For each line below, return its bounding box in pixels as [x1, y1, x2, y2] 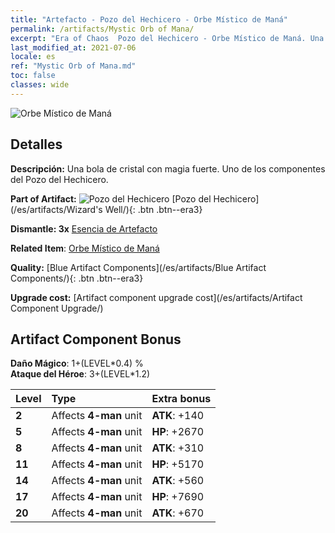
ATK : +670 [151, 506, 205, 520]
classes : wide [10, 80, 70, 90]
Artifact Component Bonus [10, 331, 182, 348]
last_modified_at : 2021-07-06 [10, 42, 137, 53]
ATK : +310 [151, 441, 205, 455]
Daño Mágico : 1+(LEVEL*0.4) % [10, 357, 144, 370]
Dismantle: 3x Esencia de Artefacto [10, 222, 158, 235]
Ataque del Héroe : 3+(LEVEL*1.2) [10, 368, 151, 380]
